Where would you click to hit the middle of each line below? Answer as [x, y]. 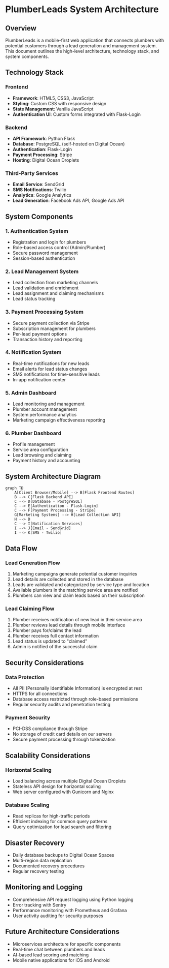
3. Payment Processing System [44, 312]
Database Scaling [27, 805]
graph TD [14, 488]
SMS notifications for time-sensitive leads [56, 374]
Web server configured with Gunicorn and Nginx [63, 792]
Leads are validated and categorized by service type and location [81, 584]
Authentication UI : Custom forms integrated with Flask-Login [76, 114]
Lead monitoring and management [49, 404]
